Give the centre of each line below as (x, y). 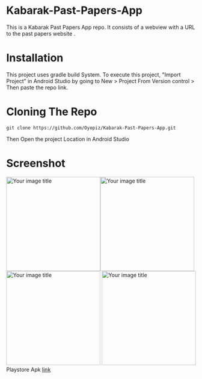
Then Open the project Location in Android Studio (68, 139)
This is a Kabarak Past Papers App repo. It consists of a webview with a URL (101, 27)
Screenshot (36, 163)
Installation (35, 58)
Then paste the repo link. (37, 87)
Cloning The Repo (52, 112)
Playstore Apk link (29, 369)
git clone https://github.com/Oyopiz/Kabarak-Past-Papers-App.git (91, 128)
